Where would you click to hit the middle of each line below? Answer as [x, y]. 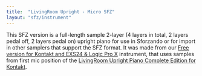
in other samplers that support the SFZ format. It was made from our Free [98, 47]
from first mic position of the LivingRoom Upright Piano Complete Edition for [101, 60]
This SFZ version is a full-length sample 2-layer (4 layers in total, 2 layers [97, 34]
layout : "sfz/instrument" [39, 17]
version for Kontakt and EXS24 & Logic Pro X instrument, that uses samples [100, 54]
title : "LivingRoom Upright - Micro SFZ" [60, 12]
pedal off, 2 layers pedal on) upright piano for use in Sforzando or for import [101, 41]
